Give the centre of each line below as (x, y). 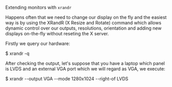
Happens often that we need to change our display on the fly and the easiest (86, 17)
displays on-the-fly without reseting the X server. (57, 34)
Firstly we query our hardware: (38, 43)
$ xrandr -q (17, 53)
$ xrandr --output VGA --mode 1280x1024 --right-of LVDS (67, 79)
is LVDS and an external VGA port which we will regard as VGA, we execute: (85, 69)
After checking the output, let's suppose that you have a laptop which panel (85, 63)
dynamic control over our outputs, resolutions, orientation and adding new (83, 28)
